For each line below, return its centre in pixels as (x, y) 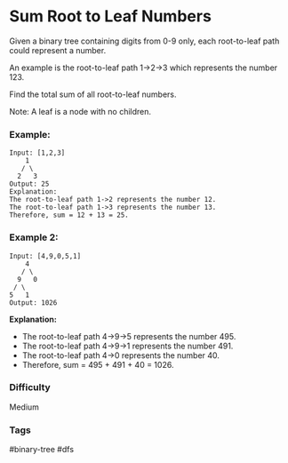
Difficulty (30, 387)
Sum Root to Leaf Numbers (110, 16)
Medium (24, 407)
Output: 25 (29, 184)
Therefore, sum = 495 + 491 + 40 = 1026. (98, 364)
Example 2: (34, 237)
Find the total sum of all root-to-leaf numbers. (93, 94)
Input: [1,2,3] (37, 153)
